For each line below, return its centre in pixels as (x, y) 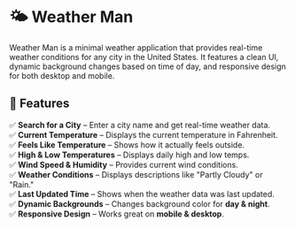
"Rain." (22, 184)
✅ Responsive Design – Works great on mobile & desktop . (116, 214)
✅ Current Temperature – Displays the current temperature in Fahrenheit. (144, 134)
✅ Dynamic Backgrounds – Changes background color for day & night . (140, 203)
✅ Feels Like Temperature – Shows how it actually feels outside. (127, 144)
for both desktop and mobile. (62, 75)
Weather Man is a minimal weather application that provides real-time (136, 47)
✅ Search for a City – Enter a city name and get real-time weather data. (140, 125)
